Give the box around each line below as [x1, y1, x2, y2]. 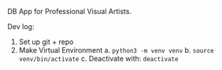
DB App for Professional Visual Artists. [7, 7, 131, 16]
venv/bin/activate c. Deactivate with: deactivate [18, 54, 179, 63]
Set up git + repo [18, 37, 74, 46]
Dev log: [7, 22, 35, 31]
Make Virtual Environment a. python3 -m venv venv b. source [18, 46, 214, 54]
